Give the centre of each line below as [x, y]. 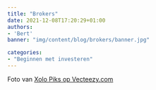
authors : [20, 27]
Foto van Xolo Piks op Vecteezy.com [60, 79]
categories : [25, 53]
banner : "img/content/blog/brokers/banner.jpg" [79, 40]
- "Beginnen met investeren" [50, 59]
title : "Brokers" [33, 14]
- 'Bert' [20, 33]
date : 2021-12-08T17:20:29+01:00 [56, 20]
